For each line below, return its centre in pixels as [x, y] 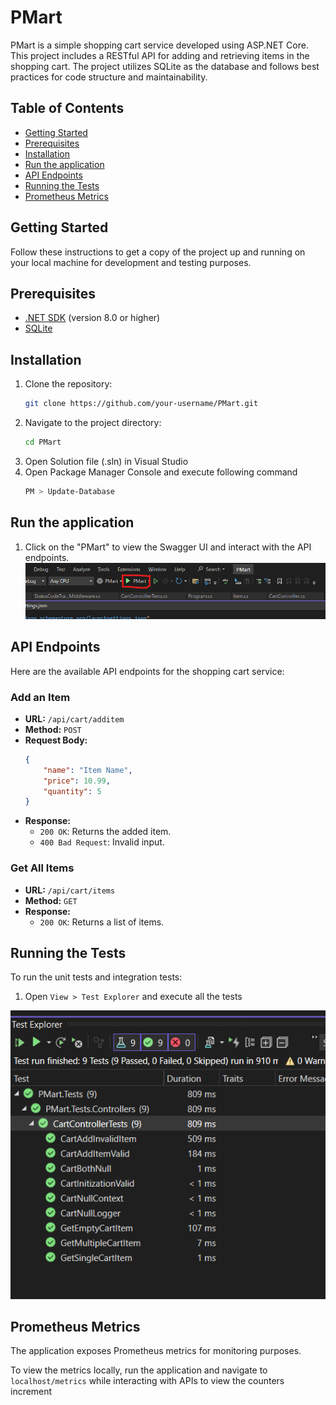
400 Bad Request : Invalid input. [102, 842]
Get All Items [42, 868]
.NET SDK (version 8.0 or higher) [92, 318]
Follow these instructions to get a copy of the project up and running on [158, 252]
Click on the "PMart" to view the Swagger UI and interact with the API [168, 547]
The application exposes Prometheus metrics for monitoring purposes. [156, 1351]
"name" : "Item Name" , [88, 770]
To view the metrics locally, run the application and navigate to [139, 1370]
